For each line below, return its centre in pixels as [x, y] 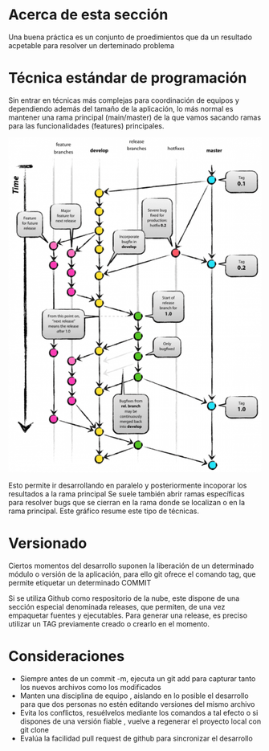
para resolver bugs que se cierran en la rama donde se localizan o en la [127, 502]
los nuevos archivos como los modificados [91, 687]
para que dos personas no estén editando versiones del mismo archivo [137, 704]
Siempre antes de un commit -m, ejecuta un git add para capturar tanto [138, 678]
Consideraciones [67, 656]
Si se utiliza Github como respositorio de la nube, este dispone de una [124, 598]
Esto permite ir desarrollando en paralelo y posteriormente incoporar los [128, 485]
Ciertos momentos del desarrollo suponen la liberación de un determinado [131, 565]
